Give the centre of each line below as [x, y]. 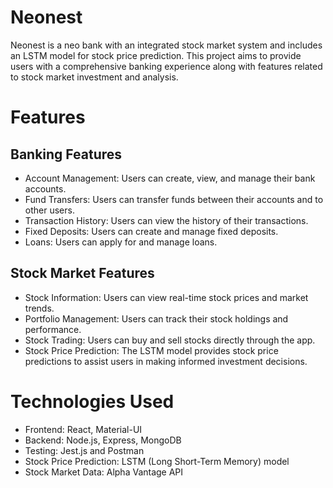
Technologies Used [92, 401]
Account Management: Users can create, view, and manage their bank [170, 178]
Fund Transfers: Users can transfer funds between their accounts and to [174, 199]
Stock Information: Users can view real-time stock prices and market [166, 297]
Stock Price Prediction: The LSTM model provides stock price [151, 350]
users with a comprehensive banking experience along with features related [166, 66]
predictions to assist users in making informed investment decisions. [166, 361]
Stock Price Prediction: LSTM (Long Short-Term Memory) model [157, 461]
